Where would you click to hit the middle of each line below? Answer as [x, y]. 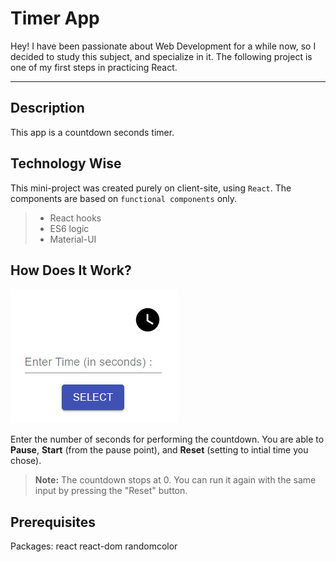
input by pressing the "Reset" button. [111, 491]
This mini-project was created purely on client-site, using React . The [151, 188]
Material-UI [73, 239]
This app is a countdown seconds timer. [92, 132]
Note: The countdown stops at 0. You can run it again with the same [175, 480]
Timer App [55, 18]
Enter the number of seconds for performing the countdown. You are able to [167, 439]
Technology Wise [66, 163]
